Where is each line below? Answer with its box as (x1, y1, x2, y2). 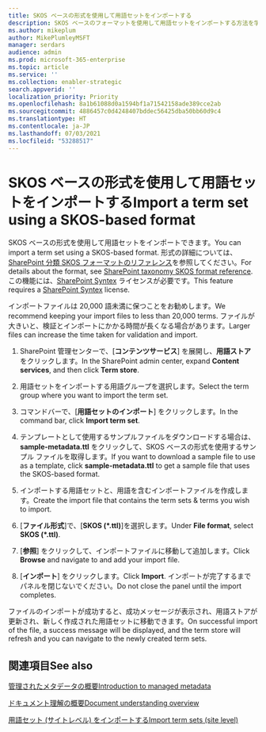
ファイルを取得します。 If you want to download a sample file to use (35, 452, 256, 462)
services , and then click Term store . (19, 366, 140, 375)
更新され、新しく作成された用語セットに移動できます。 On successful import (8, 616, 258, 627)
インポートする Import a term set (36, 194, 249, 211)
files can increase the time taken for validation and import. (8, 330, 198, 339)
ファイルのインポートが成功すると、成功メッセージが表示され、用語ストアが (8, 607, 258, 616)
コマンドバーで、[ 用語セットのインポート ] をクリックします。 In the (19, 407, 239, 416)
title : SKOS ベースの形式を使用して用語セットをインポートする (8, 11, 192, 20)
